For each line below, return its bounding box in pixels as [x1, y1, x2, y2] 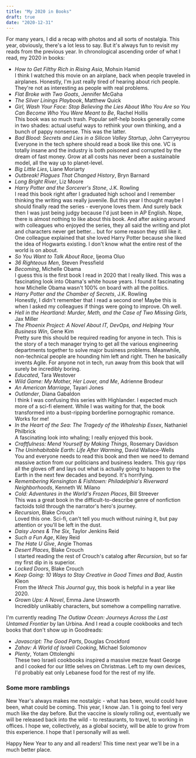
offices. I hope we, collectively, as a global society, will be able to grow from [6, 722, 190, 729]
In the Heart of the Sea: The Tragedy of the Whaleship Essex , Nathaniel [14, 421, 188, 429]
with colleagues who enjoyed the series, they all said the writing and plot [14, 222, 190, 229]
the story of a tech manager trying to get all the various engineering [14, 340, 178, 347]
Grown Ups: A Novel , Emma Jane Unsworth [14, 596, 120, 603]
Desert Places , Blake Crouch [14, 546, 84, 554]
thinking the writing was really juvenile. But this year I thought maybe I [14, 197, 184, 204]
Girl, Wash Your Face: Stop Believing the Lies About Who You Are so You [14, 103, 190, 110]
